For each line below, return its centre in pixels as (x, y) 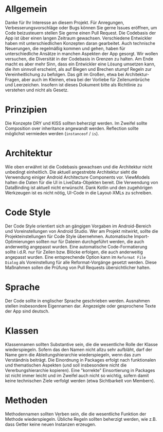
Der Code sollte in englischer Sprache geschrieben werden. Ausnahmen (77, 301)
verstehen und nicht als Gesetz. (37, 90)
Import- (141, 236)
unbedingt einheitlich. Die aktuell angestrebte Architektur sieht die (71, 172)
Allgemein (26, 9)
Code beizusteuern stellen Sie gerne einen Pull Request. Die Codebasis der (81, 33)
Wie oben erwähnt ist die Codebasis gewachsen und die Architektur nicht (79, 166)
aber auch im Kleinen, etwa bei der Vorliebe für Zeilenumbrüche (85, 80)
